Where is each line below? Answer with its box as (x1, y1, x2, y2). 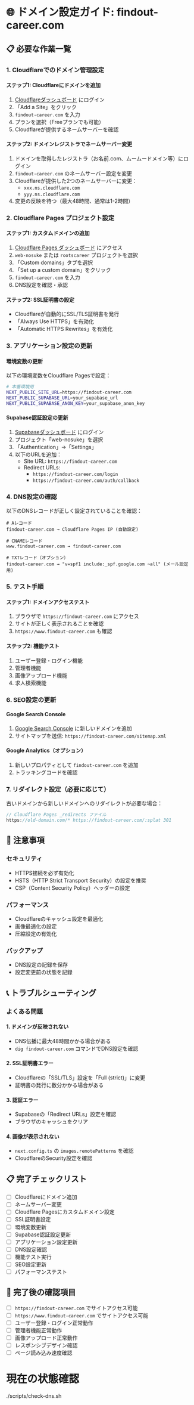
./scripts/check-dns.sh (6, 1392, 62, 1400)
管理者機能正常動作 (14, 1326, 62, 1333)
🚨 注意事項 (6, 835, 45, 846)
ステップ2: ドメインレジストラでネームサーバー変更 (6, 141, 133, 148)
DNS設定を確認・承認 (14, 281, 68, 289)
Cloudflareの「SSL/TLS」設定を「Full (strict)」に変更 (14, 1074, 146, 1081)
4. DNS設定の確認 (6, 493, 58, 501)
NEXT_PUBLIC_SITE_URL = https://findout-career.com (6, 389, 132, 395)
